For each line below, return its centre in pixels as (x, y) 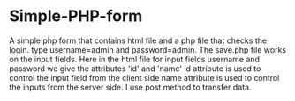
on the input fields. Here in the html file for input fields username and (135, 59)
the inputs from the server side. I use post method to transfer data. (130, 87)
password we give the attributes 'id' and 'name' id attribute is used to (135, 69)
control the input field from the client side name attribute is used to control (144, 77)
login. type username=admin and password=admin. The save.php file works (148, 49)
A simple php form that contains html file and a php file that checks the (138, 40)
